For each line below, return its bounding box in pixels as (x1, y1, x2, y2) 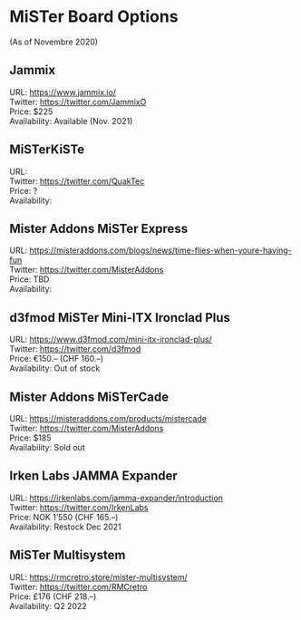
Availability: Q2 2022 (9, 600, 88, 611)
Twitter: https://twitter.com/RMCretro (9, 581, 148, 592)
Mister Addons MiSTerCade (9, 389, 170, 404)
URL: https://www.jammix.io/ (9, 86, 116, 97)
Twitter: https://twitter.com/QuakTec (9, 175, 145, 187)
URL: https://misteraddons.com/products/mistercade (9, 413, 207, 423)
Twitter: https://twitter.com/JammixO (9, 96, 147, 107)
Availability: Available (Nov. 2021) (9, 115, 133, 126)
